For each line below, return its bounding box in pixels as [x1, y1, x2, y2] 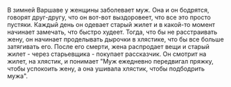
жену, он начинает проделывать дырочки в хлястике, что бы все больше [7, 35, 224, 43]
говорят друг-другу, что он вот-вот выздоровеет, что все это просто [7, 13, 212, 21]
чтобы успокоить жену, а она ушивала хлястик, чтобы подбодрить [7, 65, 205, 72]
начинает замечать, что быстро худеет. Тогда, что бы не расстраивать [7, 28, 218, 36]
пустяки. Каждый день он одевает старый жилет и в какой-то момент [7, 21, 216, 28]
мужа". [7, 72, 28, 80]
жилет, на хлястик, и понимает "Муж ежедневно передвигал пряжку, [7, 57, 214, 65]
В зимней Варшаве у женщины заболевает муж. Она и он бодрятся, [7, 6, 209, 14]
